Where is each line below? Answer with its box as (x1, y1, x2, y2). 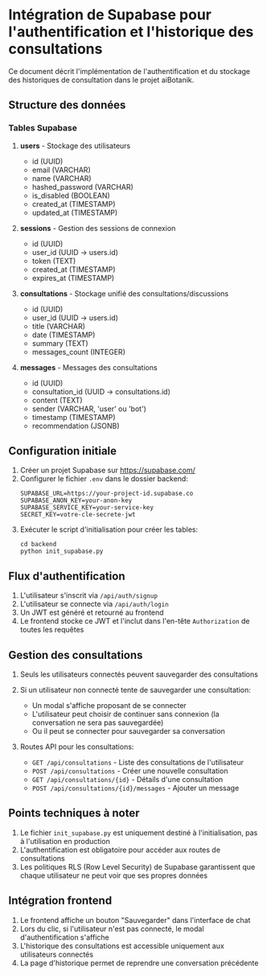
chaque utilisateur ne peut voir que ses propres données (19, 871, 207, 880)
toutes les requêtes (19, 625, 84, 635)
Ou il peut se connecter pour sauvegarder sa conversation (31, 727, 225, 736)
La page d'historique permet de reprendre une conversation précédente (19, 957, 259, 967)
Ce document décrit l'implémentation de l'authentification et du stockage (8, 66, 251, 76)
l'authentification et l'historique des (8, 23, 254, 41)
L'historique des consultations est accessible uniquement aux (19, 941, 225, 950)
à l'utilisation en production (19, 836, 110, 846)
